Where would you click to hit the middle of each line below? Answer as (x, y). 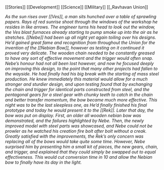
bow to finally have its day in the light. (44, 162)
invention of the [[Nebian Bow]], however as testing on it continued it (75, 48)
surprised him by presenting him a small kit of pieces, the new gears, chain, (82, 147)
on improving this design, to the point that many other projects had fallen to (82, 69)
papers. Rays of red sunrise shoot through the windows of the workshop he (82, 22)
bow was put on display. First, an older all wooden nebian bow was (73, 115)
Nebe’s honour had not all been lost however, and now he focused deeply (80, 63)
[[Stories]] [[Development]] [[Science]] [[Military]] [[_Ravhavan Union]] (77, 7)
